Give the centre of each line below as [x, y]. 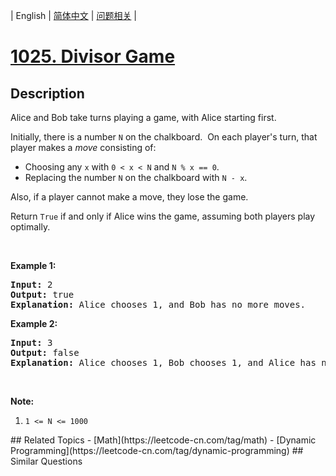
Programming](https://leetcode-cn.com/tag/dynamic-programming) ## [157, 450]
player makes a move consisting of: [83, 147]
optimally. [30, 227]
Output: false [45, 352]
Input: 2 [31, 284]
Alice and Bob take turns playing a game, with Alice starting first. [143, 117]
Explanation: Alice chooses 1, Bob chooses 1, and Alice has [163, 362]
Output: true [42, 294]
